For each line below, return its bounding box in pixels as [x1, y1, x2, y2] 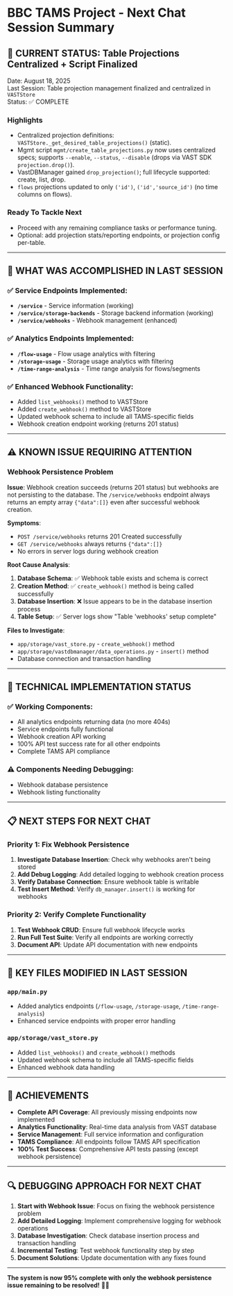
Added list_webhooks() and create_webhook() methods [17, 1048, 175, 1057]
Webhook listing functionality [17, 787, 101, 796]
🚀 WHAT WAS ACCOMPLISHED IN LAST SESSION [7, 264, 223, 276]
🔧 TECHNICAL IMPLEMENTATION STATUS [7, 680, 191, 693]
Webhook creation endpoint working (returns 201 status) [17, 419, 179, 428]
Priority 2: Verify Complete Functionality [7, 910, 147, 920]
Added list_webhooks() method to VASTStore [17, 397, 148, 406]
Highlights [7, 115, 43, 125]
